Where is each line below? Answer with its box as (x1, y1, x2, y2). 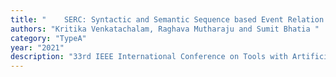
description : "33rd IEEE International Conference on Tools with (10, 52, 288, 62)
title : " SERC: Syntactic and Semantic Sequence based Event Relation (10, 14, 325, 25)
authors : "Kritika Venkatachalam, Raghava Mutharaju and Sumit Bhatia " (10, 24, 320, 34)
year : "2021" (10, 42, 65, 53)
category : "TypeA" (10, 33, 87, 43)
